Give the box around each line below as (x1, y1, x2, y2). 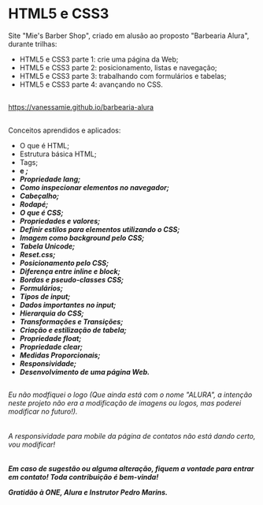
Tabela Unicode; (19, 241, 76, 251)
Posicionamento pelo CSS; (19, 258, 109, 267)
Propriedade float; (19, 333, 82, 343)
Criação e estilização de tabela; (19, 325, 128, 335)
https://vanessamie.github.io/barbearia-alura (8, 103, 154, 112)
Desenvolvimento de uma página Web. (19, 367, 150, 376)
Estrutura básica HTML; (19, 149, 97, 159)
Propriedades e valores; (19, 216, 101, 226)
